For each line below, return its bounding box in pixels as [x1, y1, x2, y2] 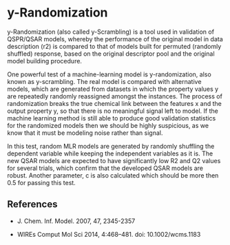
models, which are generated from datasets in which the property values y [7, 85, 219, 93]
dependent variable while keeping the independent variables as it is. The [7, 149, 213, 158]
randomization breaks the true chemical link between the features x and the [7, 99, 222, 107]
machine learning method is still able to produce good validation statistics [7, 114, 216, 122]
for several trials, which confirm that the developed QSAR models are [7, 164, 204, 172]
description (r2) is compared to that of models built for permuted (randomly [7, 42, 222, 50]
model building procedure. [7, 56, 83, 65]
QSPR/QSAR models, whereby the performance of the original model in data [7, 34, 224, 43]
